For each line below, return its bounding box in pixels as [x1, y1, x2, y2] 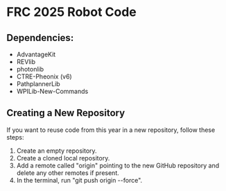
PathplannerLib [16, 80, 60, 88]
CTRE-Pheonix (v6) [16, 72, 72, 81]
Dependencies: [6, 32, 74, 44]
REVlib [16, 58, 36, 66]
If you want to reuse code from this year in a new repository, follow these [6, 126, 216, 134]
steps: [6, 133, 24, 141]
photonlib [16, 65, 44, 73]
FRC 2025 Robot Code [6, 4, 137, 20]
